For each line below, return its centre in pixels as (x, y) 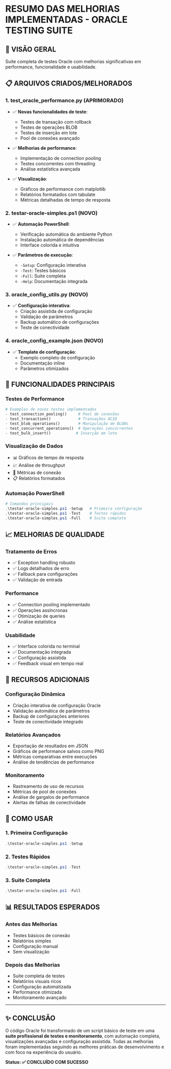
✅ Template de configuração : (44, 352)
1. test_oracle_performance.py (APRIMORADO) (64, 101)
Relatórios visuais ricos (37, 981)
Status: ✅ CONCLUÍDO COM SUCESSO (47, 1062)
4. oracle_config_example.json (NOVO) (54, 341)
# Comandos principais (29, 504)
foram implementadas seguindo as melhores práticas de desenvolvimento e (85, 1047)
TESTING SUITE (39, 31)
